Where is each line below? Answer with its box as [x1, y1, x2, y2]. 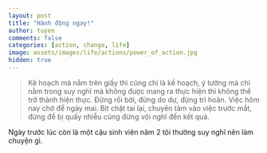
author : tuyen [8, 26, 56, 34]
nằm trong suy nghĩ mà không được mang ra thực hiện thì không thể [27, 86, 252, 96]
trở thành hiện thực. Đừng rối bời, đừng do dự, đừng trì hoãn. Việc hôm [27, 95, 260, 104]
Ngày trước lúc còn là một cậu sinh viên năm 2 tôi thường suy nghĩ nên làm [8, 127, 253, 136]
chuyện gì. [8, 135, 43, 145]
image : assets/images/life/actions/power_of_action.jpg [8, 49, 198, 57]
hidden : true [8, 57, 52, 65]
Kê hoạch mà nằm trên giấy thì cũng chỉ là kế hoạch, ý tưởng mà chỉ [27, 77, 251, 88]
